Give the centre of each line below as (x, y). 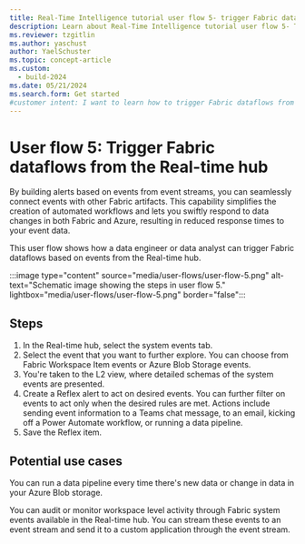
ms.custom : (30, 69)
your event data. (40, 231)
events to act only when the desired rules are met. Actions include (146, 403)
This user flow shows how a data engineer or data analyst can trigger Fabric (152, 248)
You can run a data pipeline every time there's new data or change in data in (152, 482)
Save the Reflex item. (62, 432)
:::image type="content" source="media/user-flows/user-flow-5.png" (139, 276)
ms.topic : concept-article (60, 60)
